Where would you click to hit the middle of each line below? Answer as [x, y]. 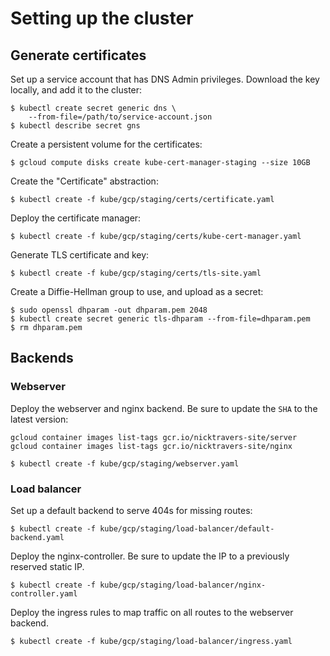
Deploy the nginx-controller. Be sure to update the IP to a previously [150, 556]
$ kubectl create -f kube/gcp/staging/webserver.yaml [125, 463]
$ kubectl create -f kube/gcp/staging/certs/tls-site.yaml [136, 273]
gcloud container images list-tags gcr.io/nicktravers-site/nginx [151, 446]
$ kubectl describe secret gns [75, 126]
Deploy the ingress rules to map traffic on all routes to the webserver [152, 612]
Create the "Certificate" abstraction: [84, 181]
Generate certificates [78, 55]
